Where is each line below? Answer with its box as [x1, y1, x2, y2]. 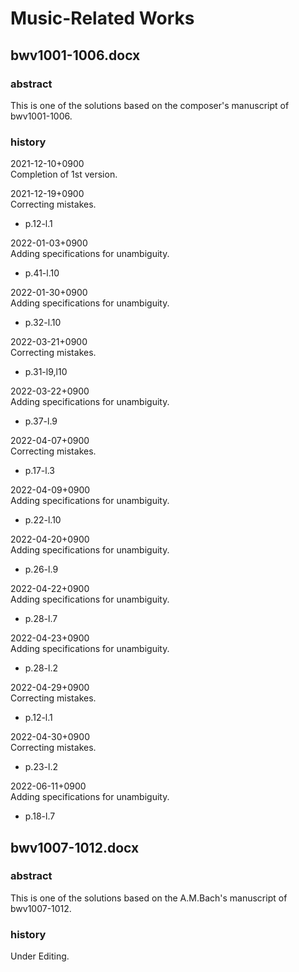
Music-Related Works [10, 7, 195, 30]
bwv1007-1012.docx [10, 839, 140, 856]
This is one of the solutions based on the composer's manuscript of [10, 99, 290, 111]
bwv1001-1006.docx [10, 47, 141, 64]
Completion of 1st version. [10, 168, 118, 181]
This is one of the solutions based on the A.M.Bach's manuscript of [10, 892, 288, 904]
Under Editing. [10, 950, 70, 962]
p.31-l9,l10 [24, 366, 68, 378]
